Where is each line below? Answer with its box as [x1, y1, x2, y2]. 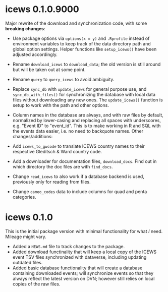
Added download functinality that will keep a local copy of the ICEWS [12, 249, 157, 255]
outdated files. [12, 259, 43, 265]
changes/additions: [12, 133, 53, 139]
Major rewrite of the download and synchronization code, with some [5, 20, 147, 26]
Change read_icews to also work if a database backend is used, [12, 173, 145, 180]
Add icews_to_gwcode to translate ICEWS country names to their [12, 143, 145, 149]
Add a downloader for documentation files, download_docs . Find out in [12, 158, 157, 164]
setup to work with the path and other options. [12, 102, 109, 108]
